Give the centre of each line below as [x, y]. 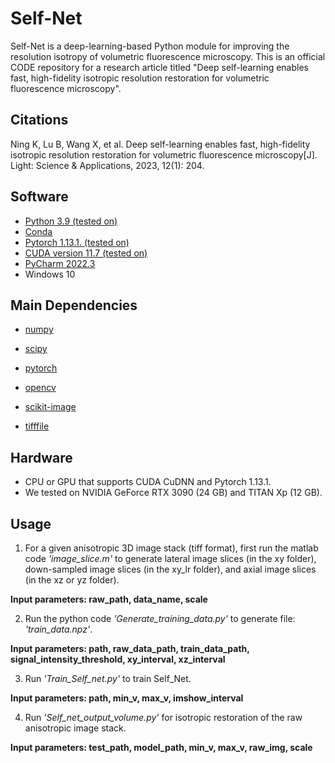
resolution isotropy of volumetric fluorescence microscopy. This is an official [168, 56]
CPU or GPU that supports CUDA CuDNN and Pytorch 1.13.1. [148, 482]
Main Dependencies [74, 305]
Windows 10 [50, 274]
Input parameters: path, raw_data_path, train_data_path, [130, 648]
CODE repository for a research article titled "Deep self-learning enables [159, 67]
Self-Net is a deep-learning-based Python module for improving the [150, 46]
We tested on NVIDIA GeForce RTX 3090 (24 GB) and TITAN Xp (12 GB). [173, 493]
